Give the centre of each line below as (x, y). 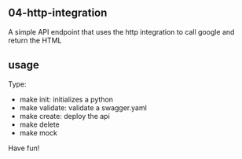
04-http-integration (58, 13)
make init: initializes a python (66, 99)
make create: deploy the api (64, 116)
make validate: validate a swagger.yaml (83, 107)
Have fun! (24, 148)
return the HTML (35, 40)
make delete (40, 124)
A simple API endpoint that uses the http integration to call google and (121, 31)
